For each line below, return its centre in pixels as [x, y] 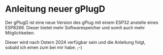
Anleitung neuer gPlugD [55, 9]
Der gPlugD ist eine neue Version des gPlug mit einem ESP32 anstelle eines [82, 22]
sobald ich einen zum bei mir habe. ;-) [44, 47]
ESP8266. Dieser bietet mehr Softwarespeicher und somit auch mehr [75, 27]
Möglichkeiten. [20, 33]
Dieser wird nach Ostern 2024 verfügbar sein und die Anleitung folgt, [75, 42]
